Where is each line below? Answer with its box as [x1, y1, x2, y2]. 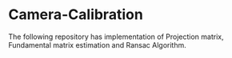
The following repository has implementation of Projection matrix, [8, 32, 224, 41]
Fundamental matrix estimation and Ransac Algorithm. [8, 40, 186, 49]
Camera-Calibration [8, 6, 144, 24]
